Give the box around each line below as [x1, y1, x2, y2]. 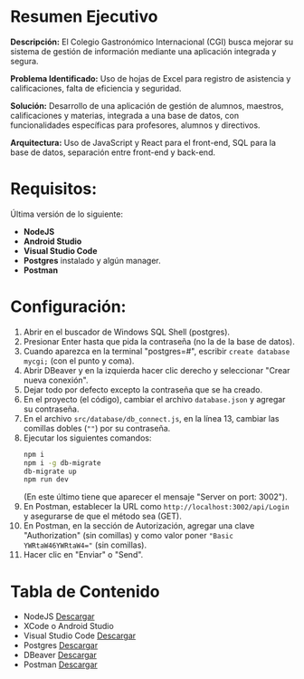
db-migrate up [23, 467, 77, 476]
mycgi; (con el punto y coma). [23, 355, 135, 366]
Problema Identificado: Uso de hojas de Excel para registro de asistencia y [10, 73, 291, 83]
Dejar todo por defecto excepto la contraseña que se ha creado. [23, 383, 263, 395]
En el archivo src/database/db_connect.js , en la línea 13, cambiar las [23, 412, 280, 423]
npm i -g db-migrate [23, 458, 101, 468]
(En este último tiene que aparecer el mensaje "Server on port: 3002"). [23, 491, 288, 502]
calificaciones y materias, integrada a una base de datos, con [10, 110, 239, 121]
